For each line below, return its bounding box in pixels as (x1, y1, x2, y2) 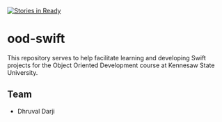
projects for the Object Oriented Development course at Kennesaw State (7, 61, 215, 69)
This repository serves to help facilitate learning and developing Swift (7, 53, 207, 62)
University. (7, 68, 38, 76)
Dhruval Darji (17, 107, 55, 115)
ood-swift (7, 31, 65, 46)
